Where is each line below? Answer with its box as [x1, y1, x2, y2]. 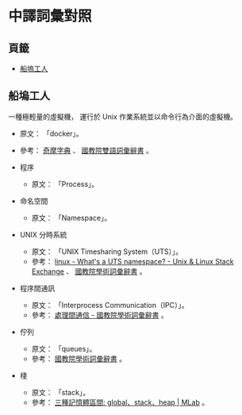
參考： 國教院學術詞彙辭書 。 [31, 354, 127, 363]
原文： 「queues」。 [31, 344, 97, 353]
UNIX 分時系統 [19, 229, 67, 239]
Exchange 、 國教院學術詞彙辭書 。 [31, 267, 147, 276]
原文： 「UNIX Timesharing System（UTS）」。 [31, 247, 183, 256]
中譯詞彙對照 [8, 7, 93, 25]
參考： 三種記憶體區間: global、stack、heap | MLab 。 [31, 398, 209, 407]
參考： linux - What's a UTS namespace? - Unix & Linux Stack [31, 256, 234, 266]
